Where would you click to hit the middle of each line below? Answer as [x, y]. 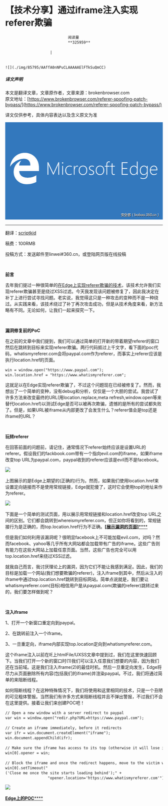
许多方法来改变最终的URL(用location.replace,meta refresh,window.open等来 [83, 397]
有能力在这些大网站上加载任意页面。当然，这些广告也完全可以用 [71, 550]
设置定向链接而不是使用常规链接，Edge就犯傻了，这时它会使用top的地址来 [82, 487]
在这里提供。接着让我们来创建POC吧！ [45, 703]
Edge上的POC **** [24, 798]
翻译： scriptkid [21, 233]
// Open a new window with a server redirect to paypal [64, 713]
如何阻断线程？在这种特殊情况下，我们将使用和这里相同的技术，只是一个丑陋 [84, 690]
